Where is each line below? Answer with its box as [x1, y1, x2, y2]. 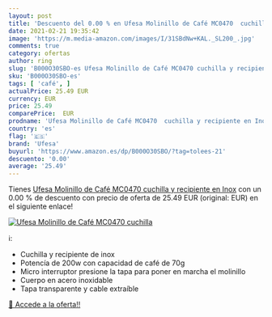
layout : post [8, 11, 53, 20]
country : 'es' [8, 125, 57, 133]
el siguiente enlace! [8, 201, 74, 211]
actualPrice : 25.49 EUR [8, 87, 89, 95]
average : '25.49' [8, 163, 67, 171]
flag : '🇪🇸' [8, 132, 49, 140]
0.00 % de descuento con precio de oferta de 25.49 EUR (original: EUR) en [8, 193, 259, 203]
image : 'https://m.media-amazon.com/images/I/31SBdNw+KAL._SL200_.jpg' [8, 34, 255, 43]
